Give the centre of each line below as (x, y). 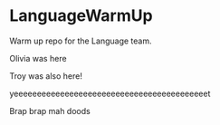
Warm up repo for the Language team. (81, 41)
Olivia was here (38, 58)
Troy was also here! (46, 76)
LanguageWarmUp (81, 16)
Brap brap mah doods (50, 111)
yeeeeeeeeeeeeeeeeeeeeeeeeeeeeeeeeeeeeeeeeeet (110, 93)
